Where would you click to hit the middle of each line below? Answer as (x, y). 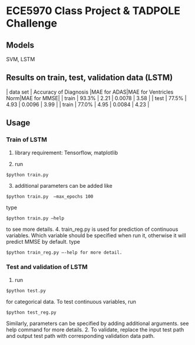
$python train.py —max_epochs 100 (50, 196)
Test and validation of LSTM (47, 267)
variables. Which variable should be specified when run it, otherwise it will (96, 235)
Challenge (32, 23)
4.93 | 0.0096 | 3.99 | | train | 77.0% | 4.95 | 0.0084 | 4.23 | (78, 104)
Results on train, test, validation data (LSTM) (90, 78)
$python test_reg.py (32, 312)
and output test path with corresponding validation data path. (80, 336)
